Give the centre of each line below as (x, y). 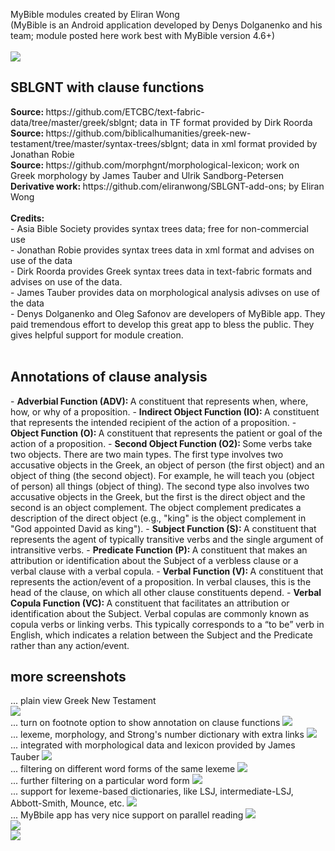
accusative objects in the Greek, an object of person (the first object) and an (167, 465)
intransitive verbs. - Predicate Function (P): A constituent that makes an (159, 550)
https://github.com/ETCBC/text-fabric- (125, 111)
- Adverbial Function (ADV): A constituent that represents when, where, (159, 401)
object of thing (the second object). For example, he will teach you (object (162, 475)
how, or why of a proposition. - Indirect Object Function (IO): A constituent (165, 411)
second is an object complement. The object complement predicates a (156, 507)
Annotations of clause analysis (109, 377)
